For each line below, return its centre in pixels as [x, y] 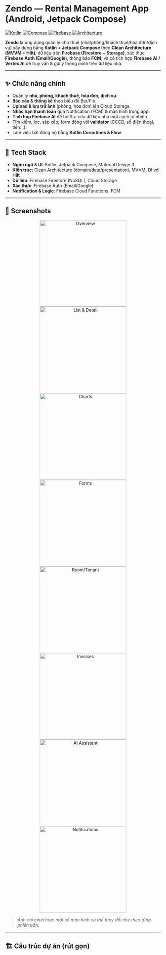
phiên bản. [28, 925]
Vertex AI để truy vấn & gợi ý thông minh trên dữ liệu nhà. [64, 63]
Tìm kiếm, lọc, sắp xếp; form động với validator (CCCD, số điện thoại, [83, 122]
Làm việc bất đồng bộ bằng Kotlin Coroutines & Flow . [67, 132]
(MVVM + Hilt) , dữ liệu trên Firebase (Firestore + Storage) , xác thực [75, 53]
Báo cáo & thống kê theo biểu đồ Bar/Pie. [54, 101]
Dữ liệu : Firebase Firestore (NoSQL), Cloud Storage [64, 180]
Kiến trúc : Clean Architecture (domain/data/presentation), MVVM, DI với [86, 170]
